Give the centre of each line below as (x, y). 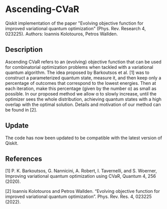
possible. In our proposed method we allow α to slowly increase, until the (81, 93)
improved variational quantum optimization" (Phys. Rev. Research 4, (75, 28)
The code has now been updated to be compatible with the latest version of (84, 138)
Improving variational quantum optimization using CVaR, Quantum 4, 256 (80, 176)
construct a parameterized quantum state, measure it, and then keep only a (83, 78)
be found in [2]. (21, 110)
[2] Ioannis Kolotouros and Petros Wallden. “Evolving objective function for (82, 191)
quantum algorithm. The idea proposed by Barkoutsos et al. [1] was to (77, 72)
